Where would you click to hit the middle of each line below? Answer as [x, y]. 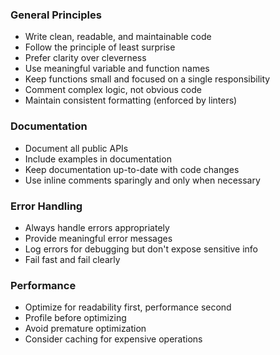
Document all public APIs [76, 148]
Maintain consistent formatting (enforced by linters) [131, 100]
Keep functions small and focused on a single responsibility [147, 79]
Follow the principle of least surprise [100, 47]
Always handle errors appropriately [97, 227]
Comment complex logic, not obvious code [113, 90]
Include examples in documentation [98, 159]
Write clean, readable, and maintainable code [118, 37]
